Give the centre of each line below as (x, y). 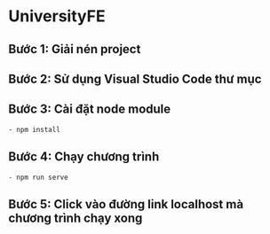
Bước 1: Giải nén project (75, 49)
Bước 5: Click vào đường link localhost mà (126, 204)
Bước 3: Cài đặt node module (90, 109)
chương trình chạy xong (75, 218)
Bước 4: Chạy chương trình (84, 157)
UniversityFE (57, 16)
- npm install (35, 129)
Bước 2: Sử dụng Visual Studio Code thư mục (135, 78)
